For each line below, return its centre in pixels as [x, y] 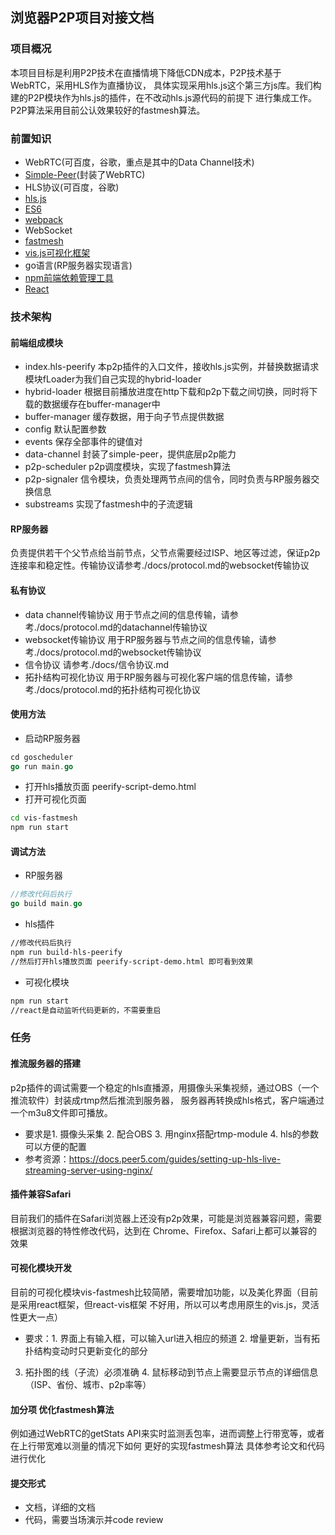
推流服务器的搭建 [45, 1064]
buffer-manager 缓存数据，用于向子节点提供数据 [124, 417]
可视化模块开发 [41, 1268]
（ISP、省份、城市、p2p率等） [88, 1385]
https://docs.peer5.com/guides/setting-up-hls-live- [175, 1159]
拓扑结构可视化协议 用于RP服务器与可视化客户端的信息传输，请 [154, 677]
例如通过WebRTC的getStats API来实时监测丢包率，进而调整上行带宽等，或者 [167, 1434]
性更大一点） [36, 1317]
